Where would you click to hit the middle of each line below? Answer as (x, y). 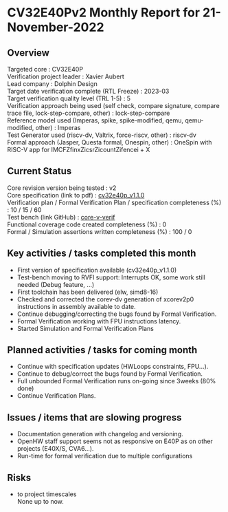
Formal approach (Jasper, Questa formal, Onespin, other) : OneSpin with (110, 142)
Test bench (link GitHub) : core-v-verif (61, 217)
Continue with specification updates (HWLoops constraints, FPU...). (113, 367)
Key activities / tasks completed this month (102, 254)
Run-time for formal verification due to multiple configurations (105, 456)
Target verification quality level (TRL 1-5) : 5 (69, 98)
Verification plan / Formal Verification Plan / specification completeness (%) (114, 202)
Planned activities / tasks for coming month (102, 350)
